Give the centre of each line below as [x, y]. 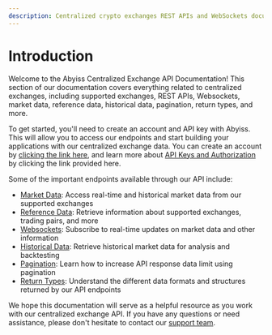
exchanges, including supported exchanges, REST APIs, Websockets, [124, 96]
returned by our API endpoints [70, 290]
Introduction [51, 56]
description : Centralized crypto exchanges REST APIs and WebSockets [128, 16]
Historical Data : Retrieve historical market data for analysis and [125, 246]
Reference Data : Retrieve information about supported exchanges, [130, 212]
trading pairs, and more [59, 221]
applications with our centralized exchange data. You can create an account [135, 146]
